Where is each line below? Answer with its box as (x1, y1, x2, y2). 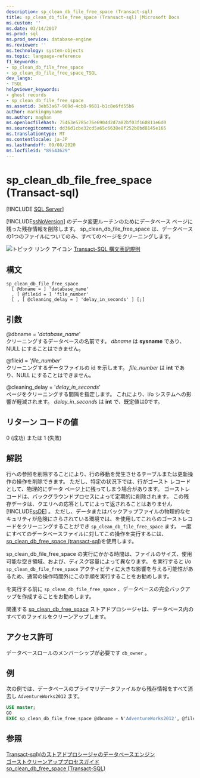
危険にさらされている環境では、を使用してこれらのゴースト (37, 515, 183, 522)
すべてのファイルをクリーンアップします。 (6, 613, 110, 620)
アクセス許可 (6, 632, 53, 642)
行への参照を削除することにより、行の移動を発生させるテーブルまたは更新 (6, 470, 189, 478)
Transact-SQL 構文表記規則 (73, 245, 141, 253)
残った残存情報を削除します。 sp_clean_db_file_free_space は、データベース (6, 225, 193, 233)
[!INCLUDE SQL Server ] (6, 205, 64, 213)
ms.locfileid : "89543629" (6, 147, 70, 153)
